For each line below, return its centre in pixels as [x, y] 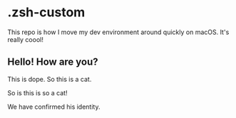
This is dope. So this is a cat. [50, 79]
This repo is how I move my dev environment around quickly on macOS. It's [118, 32]
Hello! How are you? [53, 62]
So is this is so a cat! [37, 92]
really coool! [26, 39]
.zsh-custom [46, 12]
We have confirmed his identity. [54, 107]
